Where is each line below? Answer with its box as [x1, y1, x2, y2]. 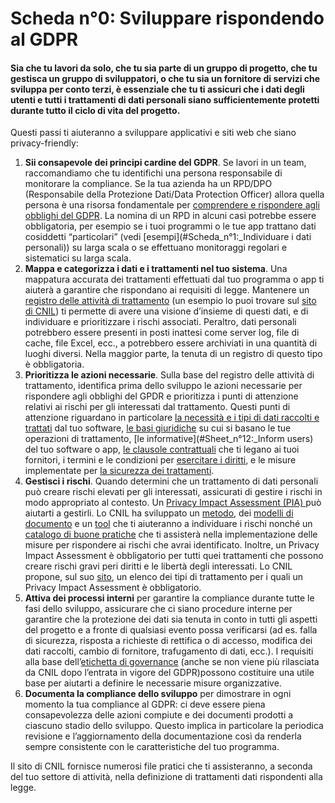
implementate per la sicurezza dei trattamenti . [24, 465, 215, 477]
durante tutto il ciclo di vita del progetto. [10, 104, 181, 116]
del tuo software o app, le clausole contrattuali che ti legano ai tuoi [24, 443, 300, 456]
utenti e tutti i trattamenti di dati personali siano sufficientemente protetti [10, 93, 320, 106]
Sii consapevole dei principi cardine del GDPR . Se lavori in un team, [24, 157, 307, 169]
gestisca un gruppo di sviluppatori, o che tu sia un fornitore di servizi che [10, 72, 321, 84]
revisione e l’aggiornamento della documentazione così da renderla [24, 730, 302, 742]
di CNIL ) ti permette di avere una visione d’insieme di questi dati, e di [24, 305, 309, 317]
